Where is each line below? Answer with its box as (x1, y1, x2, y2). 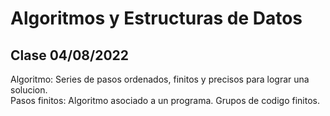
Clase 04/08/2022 (10, 47, 129, 64)
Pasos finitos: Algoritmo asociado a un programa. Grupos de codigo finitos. (10, 95, 320, 106)
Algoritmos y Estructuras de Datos (10, 7, 303, 30)
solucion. (10, 84, 48, 96)
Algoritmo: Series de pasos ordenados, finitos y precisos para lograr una (10, 73, 310, 85)
